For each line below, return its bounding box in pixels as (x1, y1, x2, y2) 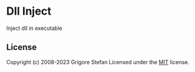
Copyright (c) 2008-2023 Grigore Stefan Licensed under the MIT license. (6, 58, 190, 65)
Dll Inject (6, 4, 52, 18)
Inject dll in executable (6, 24, 63, 32)
